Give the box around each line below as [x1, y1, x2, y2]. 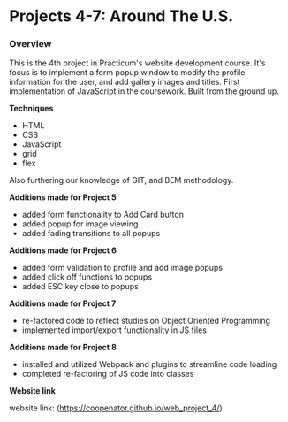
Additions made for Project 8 [9, 342, 117, 353]
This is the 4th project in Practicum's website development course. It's [9, 58, 266, 68]
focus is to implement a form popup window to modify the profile [9, 67, 246, 78]
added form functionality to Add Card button [21, 210, 184, 220]
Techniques [9, 104, 54, 114]
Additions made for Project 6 [9, 245, 117, 256]
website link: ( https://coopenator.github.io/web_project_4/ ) [9, 403, 223, 413]
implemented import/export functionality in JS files [21, 325, 208, 335]
